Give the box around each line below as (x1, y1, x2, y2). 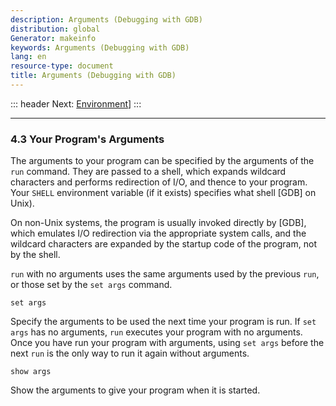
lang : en (10, 52, 47, 62)
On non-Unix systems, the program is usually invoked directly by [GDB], (10, 217, 307, 229)
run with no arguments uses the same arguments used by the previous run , (10, 268, 320, 280)
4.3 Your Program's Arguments (10, 132, 165, 146)
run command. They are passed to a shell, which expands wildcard (10, 166, 287, 178)
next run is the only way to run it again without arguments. (10, 347, 250, 360)
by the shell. (10, 249, 61, 261)
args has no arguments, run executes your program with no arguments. (10, 326, 303, 338)
